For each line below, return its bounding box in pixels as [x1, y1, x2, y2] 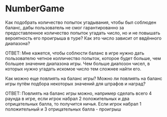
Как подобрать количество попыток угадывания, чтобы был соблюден [5, 19, 157, 25]
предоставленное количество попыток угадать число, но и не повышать [5, 30, 161, 36]
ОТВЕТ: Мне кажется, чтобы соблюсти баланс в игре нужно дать [5, 50, 145, 56]
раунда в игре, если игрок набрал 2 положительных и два [5, 95, 130, 102]
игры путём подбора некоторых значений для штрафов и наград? [5, 80, 146, 87]
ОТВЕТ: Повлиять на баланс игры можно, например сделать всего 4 [5, 90, 152, 96]
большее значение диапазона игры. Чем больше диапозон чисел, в [5, 60, 151, 66]
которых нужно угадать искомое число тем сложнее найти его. [5, 65, 142, 72]
